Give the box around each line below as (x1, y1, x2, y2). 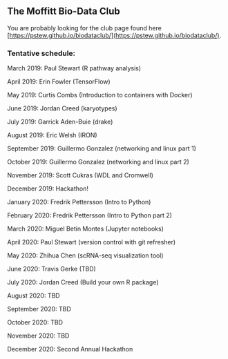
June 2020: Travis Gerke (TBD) (7, 265, 97, 273)
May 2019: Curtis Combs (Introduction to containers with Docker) (7, 91, 193, 99)
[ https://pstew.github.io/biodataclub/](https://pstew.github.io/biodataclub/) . (7, 31, 222, 39)
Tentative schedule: (7, 48, 76, 58)
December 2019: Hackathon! (7, 184, 88, 193)
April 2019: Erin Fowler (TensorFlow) (7, 77, 111, 86)
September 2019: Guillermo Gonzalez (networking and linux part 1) (7, 144, 197, 153)
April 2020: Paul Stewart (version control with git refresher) (7, 238, 176, 246)
